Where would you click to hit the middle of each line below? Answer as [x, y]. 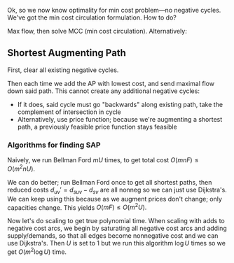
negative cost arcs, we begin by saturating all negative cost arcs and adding [117, 228]
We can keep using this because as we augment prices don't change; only [115, 199]
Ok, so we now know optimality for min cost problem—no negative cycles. [114, 10]
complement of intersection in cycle [69, 112]
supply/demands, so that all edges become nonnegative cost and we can [113, 236]
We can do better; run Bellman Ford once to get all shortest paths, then [110, 182]
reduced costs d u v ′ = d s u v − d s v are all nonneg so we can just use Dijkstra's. [117, 190]
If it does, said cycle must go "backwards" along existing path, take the [120, 104]
